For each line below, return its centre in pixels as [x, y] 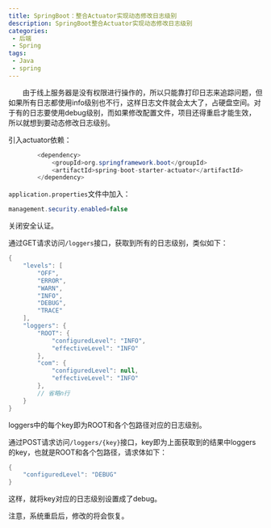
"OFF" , [48, 273]
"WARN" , [50, 288]
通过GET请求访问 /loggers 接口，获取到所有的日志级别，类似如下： [118, 243]
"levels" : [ [43, 266]
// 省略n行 [54, 393]
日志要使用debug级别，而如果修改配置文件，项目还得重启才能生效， [143, 112]
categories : [28, 31]
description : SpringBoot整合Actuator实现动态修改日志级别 [100, 23]
